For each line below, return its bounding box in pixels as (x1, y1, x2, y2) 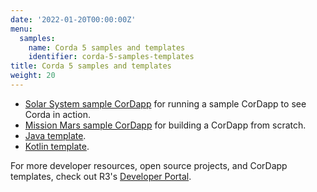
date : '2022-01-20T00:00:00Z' (10, 14, 137, 25)
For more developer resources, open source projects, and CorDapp (10, 159, 288, 171)
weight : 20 (10, 71, 56, 81)
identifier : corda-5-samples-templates (28, 52, 195, 62)
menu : (10, 24, 33, 34)
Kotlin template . (24, 140, 90, 152)
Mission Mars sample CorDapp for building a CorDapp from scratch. (24, 119, 307, 131)
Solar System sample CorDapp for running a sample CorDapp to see (24, 97, 307, 110)
